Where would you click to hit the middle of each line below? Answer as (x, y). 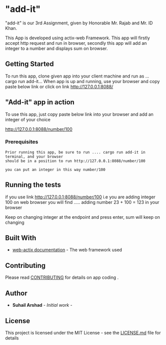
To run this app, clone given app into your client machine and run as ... (77, 76)
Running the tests (33, 185)
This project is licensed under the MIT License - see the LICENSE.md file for (83, 333)
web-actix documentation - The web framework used (67, 250)
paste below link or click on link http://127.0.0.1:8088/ (59, 86)
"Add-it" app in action (40, 102)
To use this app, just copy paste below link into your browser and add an (80, 114)
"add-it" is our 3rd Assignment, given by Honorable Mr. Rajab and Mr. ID (79, 23)
